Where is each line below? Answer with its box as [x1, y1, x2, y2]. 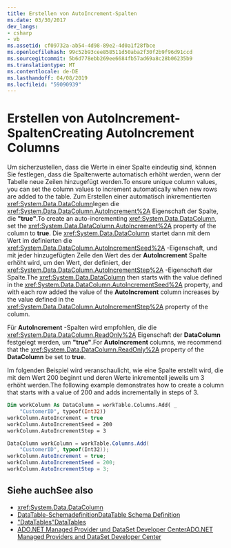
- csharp [7, 29, 32, 37]
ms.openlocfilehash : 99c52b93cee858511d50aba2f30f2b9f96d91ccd [7, 49, 193, 56]
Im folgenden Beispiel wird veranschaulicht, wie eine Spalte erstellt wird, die [7, 366, 224, 374]
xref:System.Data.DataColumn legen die [7, 200, 119, 208]
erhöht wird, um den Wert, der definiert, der [7, 259, 132, 267]
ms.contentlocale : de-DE [7, 68, 79, 75]
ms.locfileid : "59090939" [7, 81, 81, 88]
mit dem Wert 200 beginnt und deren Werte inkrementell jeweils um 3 [7, 374, 205, 382]
